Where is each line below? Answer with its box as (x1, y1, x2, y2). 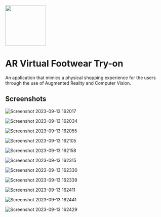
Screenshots (5, 95, 47, 103)
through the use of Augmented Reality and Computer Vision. (5, 80, 132, 86)
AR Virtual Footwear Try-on (5, 58, 124, 69)
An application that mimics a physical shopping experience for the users (5, 75, 156, 81)
